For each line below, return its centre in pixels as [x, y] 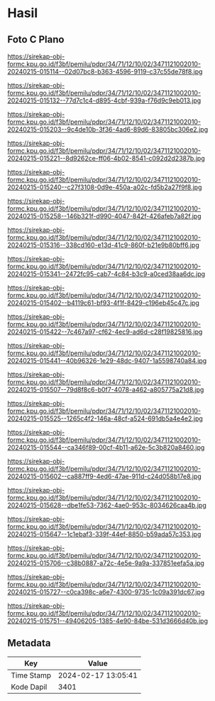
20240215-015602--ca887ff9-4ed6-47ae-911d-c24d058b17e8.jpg [105, 476]
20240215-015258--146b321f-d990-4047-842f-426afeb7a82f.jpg [104, 216]
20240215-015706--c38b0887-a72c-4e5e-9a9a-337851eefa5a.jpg [106, 563]
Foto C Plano [36, 39]
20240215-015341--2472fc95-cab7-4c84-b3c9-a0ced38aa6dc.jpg [106, 274]
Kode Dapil [29, 687]
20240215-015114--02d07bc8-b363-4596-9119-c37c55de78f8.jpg [105, 72]
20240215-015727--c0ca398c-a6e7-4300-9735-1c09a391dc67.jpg [106, 592]
